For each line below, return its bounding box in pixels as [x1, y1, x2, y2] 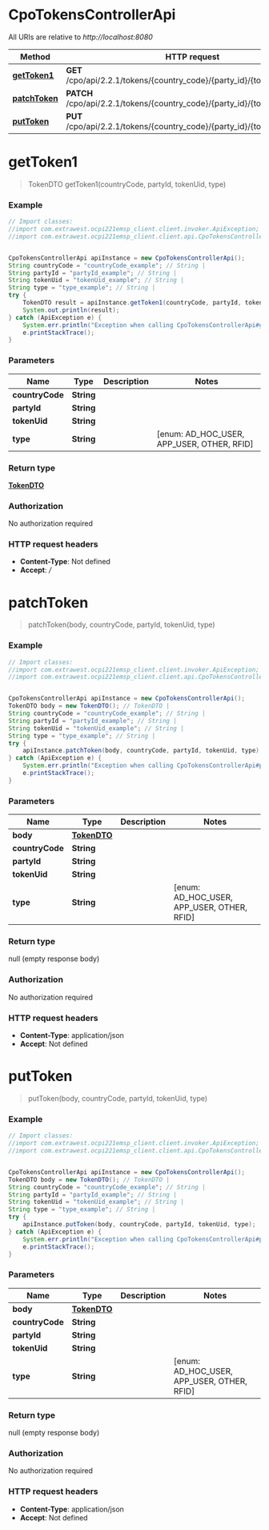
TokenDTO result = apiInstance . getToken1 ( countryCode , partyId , [22, 299, 242, 307]
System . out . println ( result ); [22, 306, 120, 314]
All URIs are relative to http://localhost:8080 [8, 32, 154, 42]
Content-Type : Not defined [19, 557, 110, 567]
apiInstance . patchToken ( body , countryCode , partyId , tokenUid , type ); [22, 747, 263, 755]
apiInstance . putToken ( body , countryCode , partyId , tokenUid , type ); [22, 1221, 256, 1229]
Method [19, 50, 50, 62]
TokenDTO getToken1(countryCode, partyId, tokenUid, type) [27, 179, 227, 189]
